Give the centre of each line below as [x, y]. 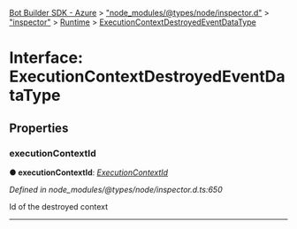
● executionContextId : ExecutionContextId [89, 172]
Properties [39, 128]
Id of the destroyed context [59, 206]
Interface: [46, 58]
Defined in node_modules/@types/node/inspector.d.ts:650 [116, 189]
